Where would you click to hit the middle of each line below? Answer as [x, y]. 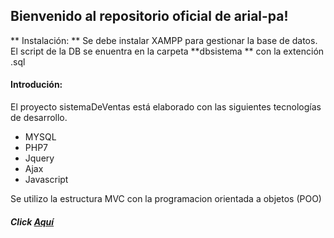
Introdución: [36, 85]
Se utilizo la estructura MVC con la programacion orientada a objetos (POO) [166, 199]
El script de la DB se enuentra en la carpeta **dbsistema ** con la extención [167, 51]
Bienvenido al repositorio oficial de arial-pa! [149, 16]
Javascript [46, 180]
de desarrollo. [39, 118]
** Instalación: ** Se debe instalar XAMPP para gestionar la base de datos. [164, 40]
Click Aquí [32, 221]
